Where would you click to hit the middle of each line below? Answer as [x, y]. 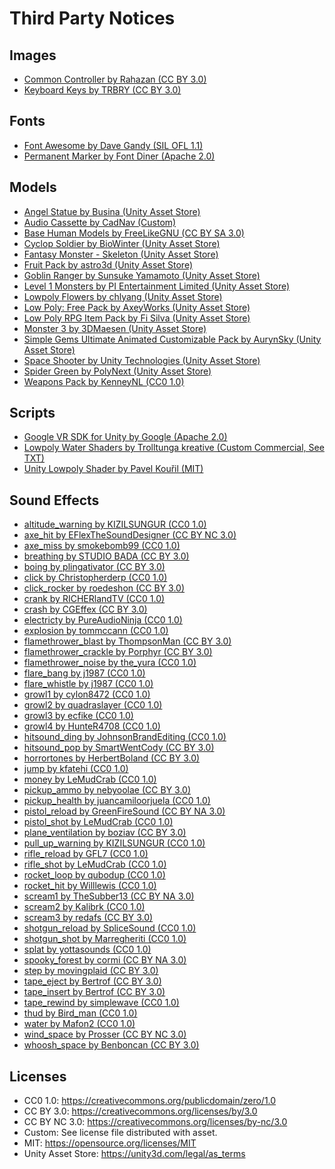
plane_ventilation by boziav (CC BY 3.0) [105, 833]
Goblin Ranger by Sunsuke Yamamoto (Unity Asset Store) [142, 275]
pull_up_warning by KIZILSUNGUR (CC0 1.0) [114, 843]
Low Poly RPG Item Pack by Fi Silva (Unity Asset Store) [137, 318]
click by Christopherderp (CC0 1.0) [95, 578]
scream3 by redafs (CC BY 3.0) [88, 918]
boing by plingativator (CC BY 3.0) [94, 567]
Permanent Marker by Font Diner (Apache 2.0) [119, 156]
